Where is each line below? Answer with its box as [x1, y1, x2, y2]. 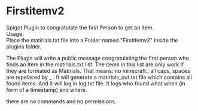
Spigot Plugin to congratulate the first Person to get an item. [6, 24, 154, 31]
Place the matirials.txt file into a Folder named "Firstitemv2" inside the [6, 36, 178, 44]
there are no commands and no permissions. [6, 97, 117, 105]
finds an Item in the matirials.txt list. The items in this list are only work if [6, 61, 184, 68]
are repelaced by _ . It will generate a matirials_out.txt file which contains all [6, 73, 193, 81]
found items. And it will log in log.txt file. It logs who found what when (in [6, 79, 185, 87]
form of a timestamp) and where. [6, 86, 87, 93]
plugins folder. [6, 43, 42, 50]
